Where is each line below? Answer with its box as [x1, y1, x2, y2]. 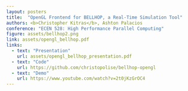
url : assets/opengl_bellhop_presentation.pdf [17, 53, 132, 59]
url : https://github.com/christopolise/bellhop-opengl [17, 64, 156, 71]
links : [6, 43, 23, 48]
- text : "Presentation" [11, 48, 70, 54]
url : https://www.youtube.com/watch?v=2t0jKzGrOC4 [17, 75, 146, 81]
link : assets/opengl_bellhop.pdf [6, 37, 90, 43]
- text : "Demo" [11, 70, 50, 76]
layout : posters [6, 8, 47, 15]
